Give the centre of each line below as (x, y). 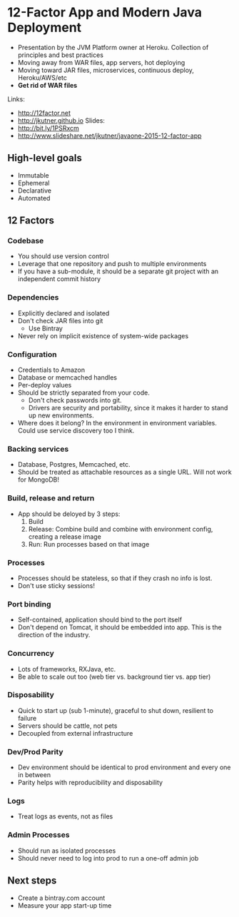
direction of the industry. (54, 635)
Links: (16, 99)
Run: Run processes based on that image (89, 544)
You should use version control (63, 256)
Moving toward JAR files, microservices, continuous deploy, (106, 70)
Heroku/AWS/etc (42, 77)
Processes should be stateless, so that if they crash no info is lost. (115, 578)
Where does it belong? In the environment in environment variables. (117, 423)
